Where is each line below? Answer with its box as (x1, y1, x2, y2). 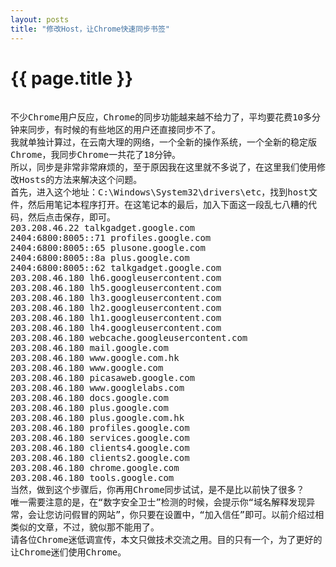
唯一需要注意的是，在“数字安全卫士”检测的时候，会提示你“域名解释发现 (10, 497, 307, 508)
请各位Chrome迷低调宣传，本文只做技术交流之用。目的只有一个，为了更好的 (10, 534, 323, 546)
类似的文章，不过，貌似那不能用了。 (10, 522, 160, 533)
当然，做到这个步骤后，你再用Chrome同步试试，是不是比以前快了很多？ (10, 484, 305, 496)
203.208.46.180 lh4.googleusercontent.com (10, 322, 222, 334)
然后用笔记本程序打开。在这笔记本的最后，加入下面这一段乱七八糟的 (27, 199, 308, 211)
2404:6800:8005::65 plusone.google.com (10, 242, 206, 254)
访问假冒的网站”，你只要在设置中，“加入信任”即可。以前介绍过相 (53, 509, 325, 521)
